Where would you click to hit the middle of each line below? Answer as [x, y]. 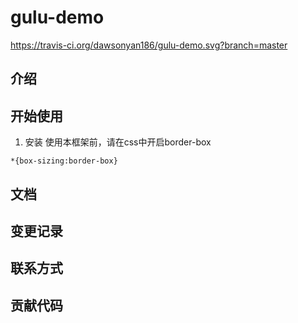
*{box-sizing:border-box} [64, 161]
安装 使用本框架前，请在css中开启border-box [118, 142]
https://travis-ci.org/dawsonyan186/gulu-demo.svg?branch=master [149, 45]
